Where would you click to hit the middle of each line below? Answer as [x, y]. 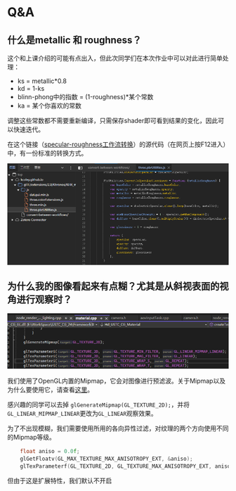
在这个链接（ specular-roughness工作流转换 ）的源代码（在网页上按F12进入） [117, 144]
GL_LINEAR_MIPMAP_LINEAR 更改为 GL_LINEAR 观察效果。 [83, 414]
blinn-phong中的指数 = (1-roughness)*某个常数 [85, 97]
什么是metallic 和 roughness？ [74, 40]
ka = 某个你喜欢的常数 [50, 106]
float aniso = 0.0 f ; [50, 452]
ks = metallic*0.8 [42, 81]
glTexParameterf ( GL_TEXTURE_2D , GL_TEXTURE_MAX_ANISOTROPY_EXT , [116, 466]
